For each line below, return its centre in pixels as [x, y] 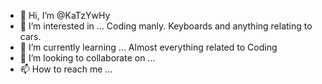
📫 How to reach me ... [66, 69]
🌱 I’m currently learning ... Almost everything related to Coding [148, 47]
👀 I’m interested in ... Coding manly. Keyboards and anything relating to [166, 26]
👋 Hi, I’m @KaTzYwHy [65, 15]
